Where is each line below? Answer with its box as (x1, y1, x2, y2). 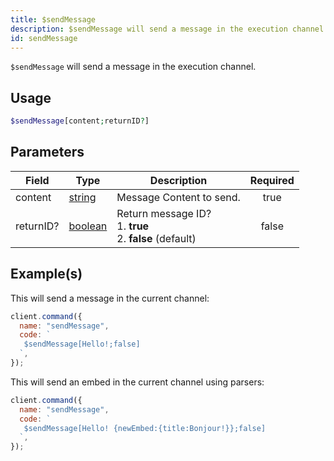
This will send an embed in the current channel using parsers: (10, 376, 265, 388)
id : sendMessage (10, 33, 78, 43)
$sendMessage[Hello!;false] (23, 339, 141, 350)
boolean (68, 219, 108, 233)
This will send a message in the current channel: (10, 292, 210, 304)
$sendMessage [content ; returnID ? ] (10, 116, 150, 126)
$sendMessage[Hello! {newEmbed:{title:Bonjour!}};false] (23, 423, 267, 433)
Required (249, 173, 295, 187)
